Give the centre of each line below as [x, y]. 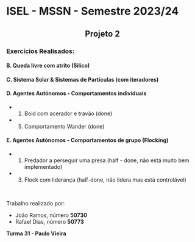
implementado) [43, 167]
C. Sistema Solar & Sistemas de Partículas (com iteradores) [83, 79]
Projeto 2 [102, 34]
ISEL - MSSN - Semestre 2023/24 [93, 11]
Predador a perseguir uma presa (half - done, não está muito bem [107, 160]
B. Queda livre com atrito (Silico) [48, 66]
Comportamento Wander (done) [64, 126]
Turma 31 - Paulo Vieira [36, 233]
